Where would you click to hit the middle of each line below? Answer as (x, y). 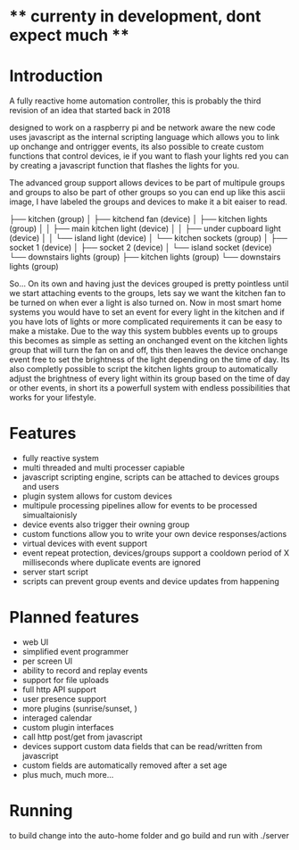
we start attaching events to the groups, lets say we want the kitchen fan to (147, 293)
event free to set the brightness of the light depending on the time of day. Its (149, 359)
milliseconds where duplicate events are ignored (111, 563)
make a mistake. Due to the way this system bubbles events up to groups (144, 331)
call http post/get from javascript (82, 737)
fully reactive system (61, 458)
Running (41, 811)
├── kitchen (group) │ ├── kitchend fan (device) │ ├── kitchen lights (138, 219)
